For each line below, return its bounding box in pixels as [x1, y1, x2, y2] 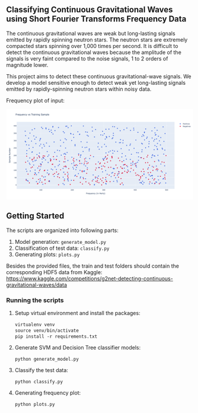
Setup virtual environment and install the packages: [14, 310, 140, 317]
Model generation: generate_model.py [14, 238, 107, 245]
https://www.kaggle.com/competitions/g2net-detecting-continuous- [6, 275, 173, 282]
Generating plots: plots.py [14, 250, 80, 258]
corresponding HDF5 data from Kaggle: [6, 268, 103, 275]
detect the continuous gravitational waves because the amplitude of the [6, 49, 182, 56]
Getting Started [6, 211, 65, 221]
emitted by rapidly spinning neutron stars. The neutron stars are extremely [6, 36, 188, 43]
